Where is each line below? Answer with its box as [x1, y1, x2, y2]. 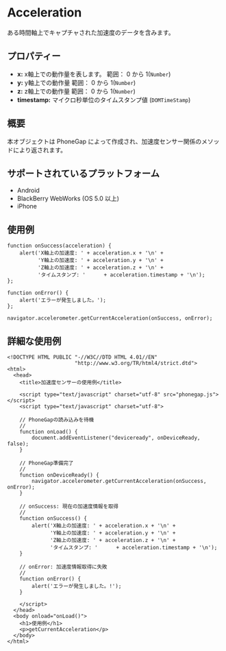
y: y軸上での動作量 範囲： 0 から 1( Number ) [16, 78, 136, 86]
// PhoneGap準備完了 [19, 460, 74, 466]
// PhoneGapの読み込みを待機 [19, 416, 95, 423]
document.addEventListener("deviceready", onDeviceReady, [32, 434, 201, 441]
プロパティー [7, 50, 61, 62]
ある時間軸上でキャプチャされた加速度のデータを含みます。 [7, 28, 175, 36]
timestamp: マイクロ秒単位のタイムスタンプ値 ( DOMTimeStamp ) [16, 95, 191, 104]
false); [7, 440, 29, 447]
